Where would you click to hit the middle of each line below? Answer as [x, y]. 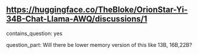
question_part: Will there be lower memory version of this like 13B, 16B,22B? [99, 45]
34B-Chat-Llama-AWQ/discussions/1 [77, 19]
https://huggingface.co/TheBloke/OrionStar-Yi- [97, 10]
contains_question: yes [34, 33]
